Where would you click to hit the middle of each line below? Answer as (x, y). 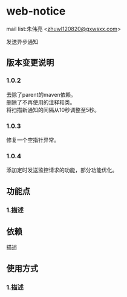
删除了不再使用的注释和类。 (41, 102)
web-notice (36, 11)
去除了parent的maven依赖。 (41, 94)
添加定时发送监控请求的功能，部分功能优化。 (62, 170)
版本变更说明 (30, 63)
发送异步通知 (22, 41)
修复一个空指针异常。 (33, 140)
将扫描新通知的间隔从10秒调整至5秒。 (53, 110)
